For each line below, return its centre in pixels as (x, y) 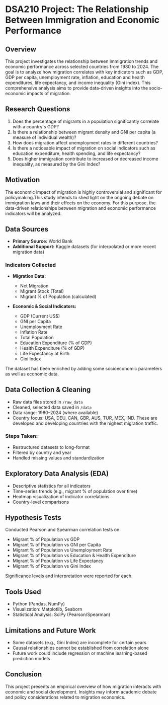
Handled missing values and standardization (58, 458)
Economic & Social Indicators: (44, 306)
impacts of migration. (49, 93)
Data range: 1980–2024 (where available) (55, 412)
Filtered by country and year (42, 452)
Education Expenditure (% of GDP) (56, 343)
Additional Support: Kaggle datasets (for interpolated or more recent (84, 247)
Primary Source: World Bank (43, 241)
